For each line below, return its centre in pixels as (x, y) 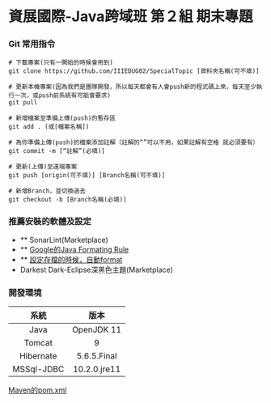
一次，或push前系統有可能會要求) (63, 95)
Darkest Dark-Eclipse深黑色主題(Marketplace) (97, 269)
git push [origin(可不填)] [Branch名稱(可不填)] (87, 176)
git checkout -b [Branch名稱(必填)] (68, 200)
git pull (23, 103)
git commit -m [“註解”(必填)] (57, 151)
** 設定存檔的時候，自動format (71, 259)
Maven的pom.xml (38, 390)
